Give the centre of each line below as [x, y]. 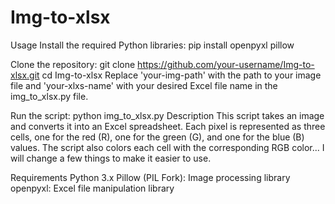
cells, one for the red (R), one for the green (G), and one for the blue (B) [157, 137]
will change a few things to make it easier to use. [111, 158]
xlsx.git [25, 75]
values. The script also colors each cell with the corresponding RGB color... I [167, 147]
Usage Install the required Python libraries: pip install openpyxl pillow [152, 45]
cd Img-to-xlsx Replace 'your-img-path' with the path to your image [181, 75]
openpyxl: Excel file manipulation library [92, 188]
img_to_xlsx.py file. [49, 96]
